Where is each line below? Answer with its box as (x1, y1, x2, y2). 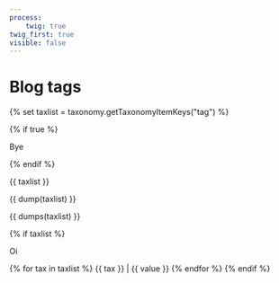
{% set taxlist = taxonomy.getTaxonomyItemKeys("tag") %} (9, 107, 229, 118)
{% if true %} (9, 124, 58, 135)
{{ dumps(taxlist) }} (9, 211, 81, 222)
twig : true (25, 22, 67, 31)
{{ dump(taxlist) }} (9, 194, 76, 205)
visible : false (9, 38, 67, 48)
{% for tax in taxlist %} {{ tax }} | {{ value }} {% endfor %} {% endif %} (9, 263, 271, 274)
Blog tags (9, 77, 82, 97)
